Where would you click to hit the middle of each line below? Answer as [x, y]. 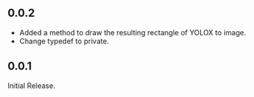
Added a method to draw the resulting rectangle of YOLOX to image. [133, 32]
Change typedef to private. [64, 41]
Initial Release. [31, 85]
